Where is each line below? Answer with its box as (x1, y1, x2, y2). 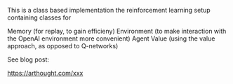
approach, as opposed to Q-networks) (7, 42, 119, 50)
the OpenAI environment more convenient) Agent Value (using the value (7, 34, 215, 43)
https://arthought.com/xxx (7, 69, 84, 77)
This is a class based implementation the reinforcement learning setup (7, 6, 211, 14)
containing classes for (7, 13, 72, 22)
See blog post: (7, 55, 50, 64)
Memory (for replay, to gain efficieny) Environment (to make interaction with (7, 27, 227, 35)
